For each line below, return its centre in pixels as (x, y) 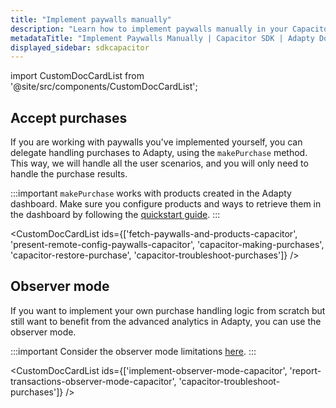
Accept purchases (69, 117)
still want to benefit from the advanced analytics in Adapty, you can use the (166, 321)
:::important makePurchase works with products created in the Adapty (151, 193)
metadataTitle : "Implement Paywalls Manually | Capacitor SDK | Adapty (162, 38)
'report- (305, 370)
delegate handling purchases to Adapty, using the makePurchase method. (159, 153)
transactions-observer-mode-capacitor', (93, 381)
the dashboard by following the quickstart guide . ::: (115, 215)
